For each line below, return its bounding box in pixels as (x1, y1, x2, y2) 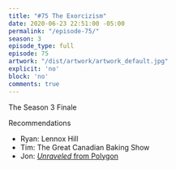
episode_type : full (8, 42, 75, 50)
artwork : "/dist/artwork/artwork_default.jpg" (8, 58, 169, 66)
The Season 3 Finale (8, 102, 77, 112)
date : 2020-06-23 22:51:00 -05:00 (8, 19, 126, 28)
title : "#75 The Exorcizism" (8, 11, 107, 20)
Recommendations (8, 118, 71, 128)
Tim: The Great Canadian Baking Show (19, 142, 150, 152)
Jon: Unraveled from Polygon (19, 151, 119, 161)
